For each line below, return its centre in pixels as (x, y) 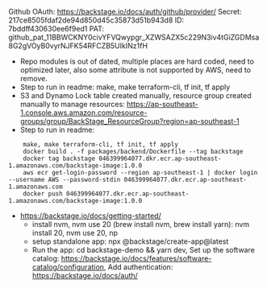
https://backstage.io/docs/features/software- (136, 258)
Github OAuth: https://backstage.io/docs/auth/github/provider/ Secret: (125, 12)
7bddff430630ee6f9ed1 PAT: (56, 29)
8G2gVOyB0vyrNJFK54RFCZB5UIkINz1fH (78, 46)
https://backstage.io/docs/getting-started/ (90, 216)
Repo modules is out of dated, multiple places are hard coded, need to (137, 61)
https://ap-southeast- (163, 104)
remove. (34, 78)
